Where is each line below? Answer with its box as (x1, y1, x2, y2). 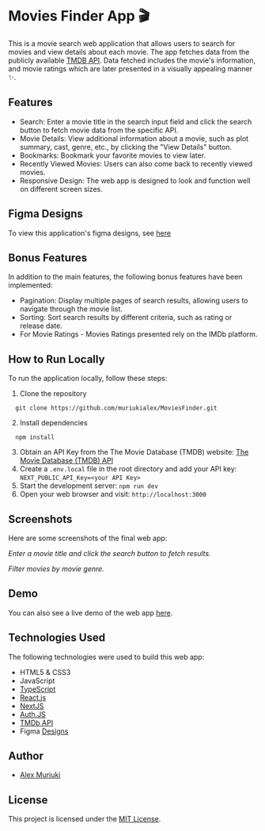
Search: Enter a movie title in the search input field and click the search (19, 116, 252, 126)
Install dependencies (19, 418, 89, 428)
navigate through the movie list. (19, 304, 123, 314)
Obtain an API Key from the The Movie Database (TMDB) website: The (19, 448, 249, 457)
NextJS (19, 701, 44, 711)
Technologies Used (8, 631, 105, 645)
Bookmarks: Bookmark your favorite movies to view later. (19, 151, 206, 160)
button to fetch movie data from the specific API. (19, 125, 179, 135)
